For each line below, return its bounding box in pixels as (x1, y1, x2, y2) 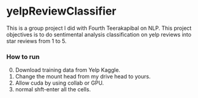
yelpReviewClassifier (6, 4, 117, 18)
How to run (6, 52, 40, 61)
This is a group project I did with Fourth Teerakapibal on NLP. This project (6, 24, 192, 32)
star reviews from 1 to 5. (6, 37, 67, 44)
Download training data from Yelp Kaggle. (15, 66, 120, 74)
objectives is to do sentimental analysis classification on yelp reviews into (6, 30, 191, 38)
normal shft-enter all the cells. (15, 86, 91, 93)
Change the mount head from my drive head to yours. (15, 73, 151, 80)
